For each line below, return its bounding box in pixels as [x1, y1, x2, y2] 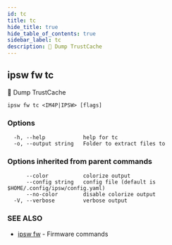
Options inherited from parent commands [7, 157, 153, 167]
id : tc [7, 10, 27, 18]
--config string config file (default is [25, 179, 156, 186]
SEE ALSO [7, 213, 43, 223]
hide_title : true [7, 23, 59, 30]
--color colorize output [25, 172, 131, 180]
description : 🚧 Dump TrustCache [7, 43, 102, 50]
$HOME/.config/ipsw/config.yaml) [7, 185, 106, 192]
